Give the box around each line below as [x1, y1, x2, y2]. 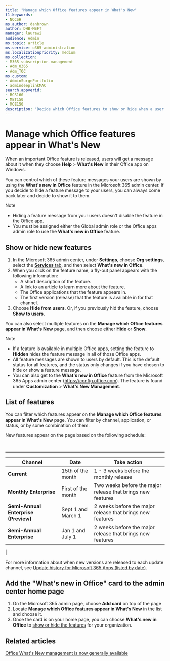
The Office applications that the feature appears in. [20, 289, 127, 295]
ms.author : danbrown [5, 21, 49, 27]
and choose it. [12, 611, 42, 617]
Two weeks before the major [94, 481, 162, 489]
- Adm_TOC [5, 69, 26, 74]
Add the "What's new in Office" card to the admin [5, 579, 165, 587]
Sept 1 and [61, 506, 88, 513]
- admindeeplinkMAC [5, 83, 47, 88]
